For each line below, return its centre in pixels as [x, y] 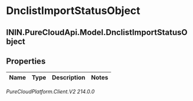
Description [69, 78]
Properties [26, 61]
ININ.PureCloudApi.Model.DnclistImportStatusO [97, 32]
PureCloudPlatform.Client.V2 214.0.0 [51, 92]
